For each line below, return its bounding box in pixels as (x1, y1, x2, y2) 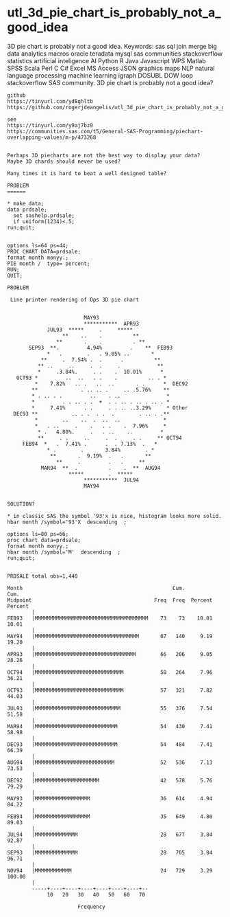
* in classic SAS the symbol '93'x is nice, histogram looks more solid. (7, 512, 222, 519)
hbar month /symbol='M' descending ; (7, 548, 121, 556)
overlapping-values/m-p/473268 (7, 134, 97, 141)
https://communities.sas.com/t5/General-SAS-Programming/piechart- (7, 128, 204, 135)
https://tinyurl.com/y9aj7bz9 (7, 122, 94, 128)
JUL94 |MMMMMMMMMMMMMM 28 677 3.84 (7, 831, 213, 838)
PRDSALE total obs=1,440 (7, 572, 78, 580)
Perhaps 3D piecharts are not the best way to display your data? (7, 152, 201, 159)
